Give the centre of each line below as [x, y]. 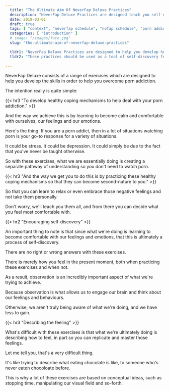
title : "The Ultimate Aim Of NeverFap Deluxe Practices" [71, 10]
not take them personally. [31, 197]
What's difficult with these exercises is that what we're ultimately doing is [81, 332]
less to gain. [18, 313]
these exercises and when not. [37, 267]
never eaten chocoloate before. [38, 368]
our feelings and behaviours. [35, 298]
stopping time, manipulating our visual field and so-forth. [64, 383]
